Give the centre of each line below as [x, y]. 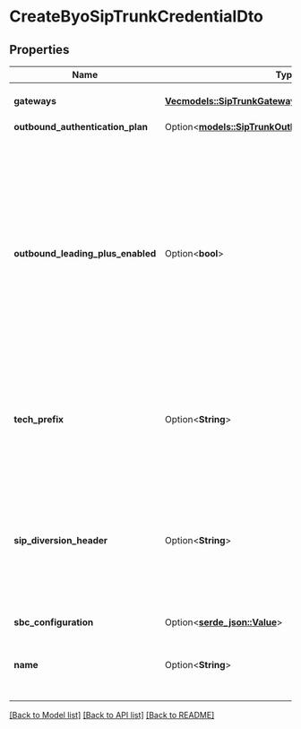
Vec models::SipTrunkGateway [230, 101]
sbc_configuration [54, 622]
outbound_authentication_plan [81, 127]
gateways [35, 101]
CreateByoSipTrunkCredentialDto [137, 17]
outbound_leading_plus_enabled [85, 253]
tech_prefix [39, 419]
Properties [39, 50]
